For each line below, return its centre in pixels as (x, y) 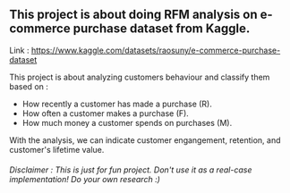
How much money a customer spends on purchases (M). (127, 122)
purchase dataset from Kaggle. (162, 29)
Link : (19, 50)
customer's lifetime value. (57, 149)
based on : (29, 86)
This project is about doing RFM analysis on (133, 15)
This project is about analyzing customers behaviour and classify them (140, 77)
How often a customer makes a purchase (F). (106, 113)
